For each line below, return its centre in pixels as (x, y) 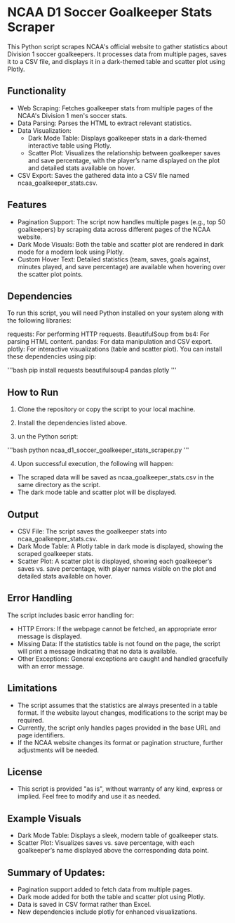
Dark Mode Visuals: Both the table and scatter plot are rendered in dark (121, 244)
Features (27, 205)
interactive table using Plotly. (70, 146)
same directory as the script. (59, 485)
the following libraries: (39, 321)
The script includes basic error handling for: (71, 615)
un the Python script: (48, 437)
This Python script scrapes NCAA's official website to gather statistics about (117, 46)
